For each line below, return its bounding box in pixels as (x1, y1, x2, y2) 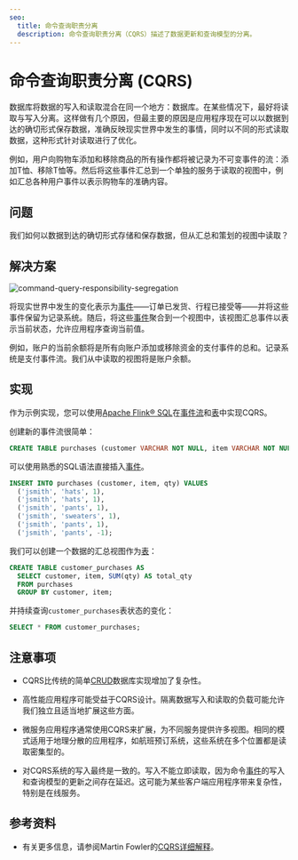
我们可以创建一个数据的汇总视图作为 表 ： (9, 545, 157, 556)
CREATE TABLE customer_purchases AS (9, 563, 145, 572)
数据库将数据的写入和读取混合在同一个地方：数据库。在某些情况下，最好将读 (9, 101, 289, 112)
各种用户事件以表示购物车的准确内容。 (32, 176, 173, 187)
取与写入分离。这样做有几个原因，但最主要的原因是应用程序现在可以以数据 (9, 113, 281, 124)
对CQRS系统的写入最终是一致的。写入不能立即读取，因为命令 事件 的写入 (21, 765, 286, 776)
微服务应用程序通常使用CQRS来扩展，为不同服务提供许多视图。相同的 (21, 724, 278, 735)
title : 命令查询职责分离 (17, 21, 98, 30)
